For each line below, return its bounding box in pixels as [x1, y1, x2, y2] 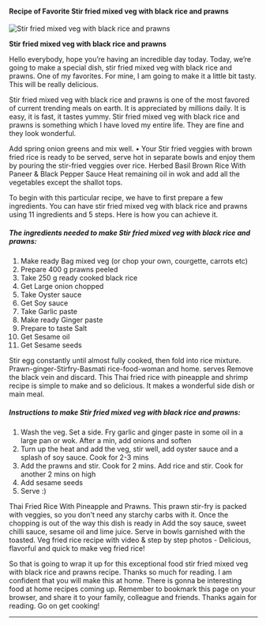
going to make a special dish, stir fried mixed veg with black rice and [9, 63, 232, 73]
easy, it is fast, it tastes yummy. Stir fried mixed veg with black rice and [9, 112, 240, 122]
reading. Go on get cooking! [9, 601, 100, 611]
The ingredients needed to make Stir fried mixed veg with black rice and [9, 228, 251, 237]
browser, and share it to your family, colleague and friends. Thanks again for [9, 593, 257, 602]
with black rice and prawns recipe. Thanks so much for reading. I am [9, 567, 232, 577]
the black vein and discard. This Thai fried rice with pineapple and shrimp [9, 373, 249, 382]
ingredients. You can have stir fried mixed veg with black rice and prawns [9, 202, 248, 211]
